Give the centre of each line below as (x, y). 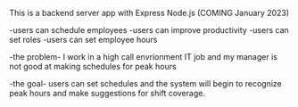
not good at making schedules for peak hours (93, 66)
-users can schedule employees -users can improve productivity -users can (149, 30)
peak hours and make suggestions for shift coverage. (107, 93)
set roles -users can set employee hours (83, 40)
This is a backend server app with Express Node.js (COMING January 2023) (149, 13)
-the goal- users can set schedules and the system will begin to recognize (146, 83)
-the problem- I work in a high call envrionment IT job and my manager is (144, 57)
